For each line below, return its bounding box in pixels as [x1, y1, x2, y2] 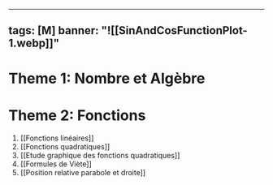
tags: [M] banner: [8, 24, 99, 37]
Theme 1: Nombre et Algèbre [8, 69, 206, 88]
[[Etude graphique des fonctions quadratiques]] [19, 150, 180, 160]
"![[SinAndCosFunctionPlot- [101, 24, 248, 37]
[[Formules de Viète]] [19, 159, 92, 169]
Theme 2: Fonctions [8, 106, 146, 124]
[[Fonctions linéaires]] [19, 133, 94, 143]
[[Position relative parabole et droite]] [19, 167, 146, 177]
